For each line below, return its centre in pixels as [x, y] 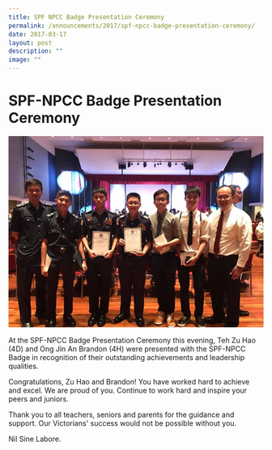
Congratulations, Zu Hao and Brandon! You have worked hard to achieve [129, 381]
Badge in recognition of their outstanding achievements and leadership [127, 357]
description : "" [36, 51]
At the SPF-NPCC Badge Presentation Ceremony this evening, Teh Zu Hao [132, 340]
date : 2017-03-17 [38, 34]
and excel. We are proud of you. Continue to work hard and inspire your [128, 390]
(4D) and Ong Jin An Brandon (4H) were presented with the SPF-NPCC [127, 349]
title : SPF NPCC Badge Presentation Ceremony [86, 17]
